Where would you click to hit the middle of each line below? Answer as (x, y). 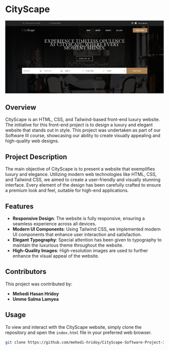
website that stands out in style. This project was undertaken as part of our (83, 130)
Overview (21, 107)
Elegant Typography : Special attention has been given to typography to (87, 240)
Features (19, 206)
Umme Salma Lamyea (35, 299)
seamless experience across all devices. (54, 223)
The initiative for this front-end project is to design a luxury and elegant (79, 125)
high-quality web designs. (32, 141)
